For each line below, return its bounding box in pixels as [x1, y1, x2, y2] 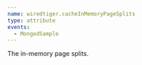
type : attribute [7, 17, 56, 24]
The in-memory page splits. [7, 49, 89, 58]
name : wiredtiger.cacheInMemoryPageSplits [7, 10, 136, 18]
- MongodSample [14, 30, 59, 37]
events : [7, 23, 31, 30]
